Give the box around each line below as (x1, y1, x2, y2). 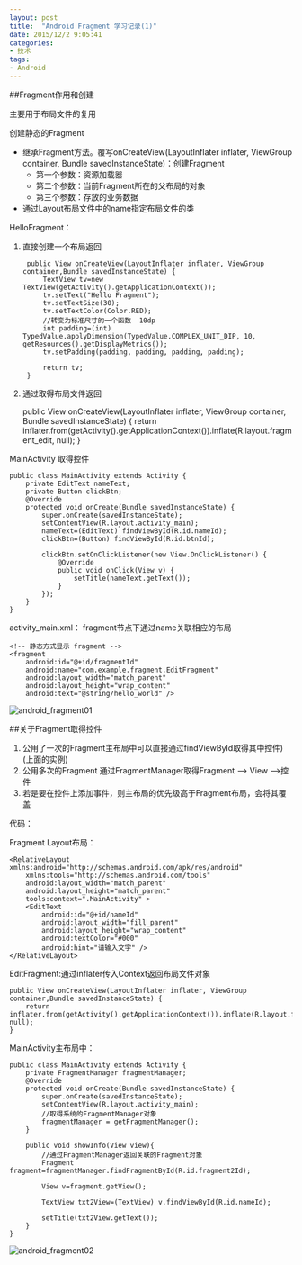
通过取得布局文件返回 (22, 388, 102, 399)
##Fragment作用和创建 (9, 89, 94, 100)
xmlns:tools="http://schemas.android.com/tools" (25, 871, 211, 880)
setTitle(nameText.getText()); (73, 574, 191, 583)
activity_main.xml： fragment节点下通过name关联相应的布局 (9, 622, 232, 633)
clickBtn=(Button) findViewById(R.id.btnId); (41, 534, 216, 543)
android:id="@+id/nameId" (41, 910, 139, 919)
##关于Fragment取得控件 (9, 723, 102, 734)
